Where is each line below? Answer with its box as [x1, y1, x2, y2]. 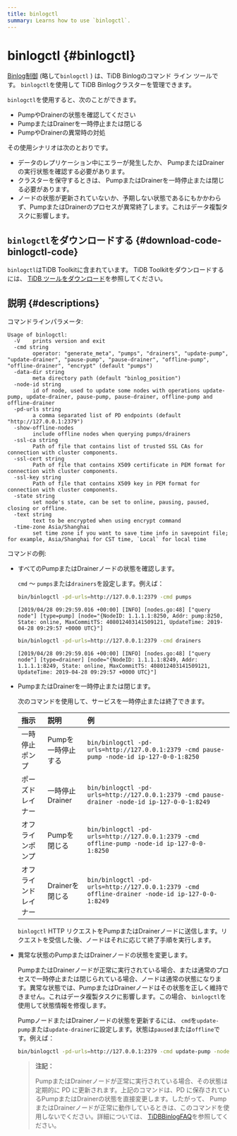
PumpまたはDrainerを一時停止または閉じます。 [17, 681, 154, 691]
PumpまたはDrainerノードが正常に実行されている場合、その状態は [35, 1077, 228, 1085]
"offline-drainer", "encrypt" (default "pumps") [7, 363, 153, 370]
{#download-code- [135, 234, 222, 246]
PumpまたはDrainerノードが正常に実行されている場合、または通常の [17, 965, 217, 974]
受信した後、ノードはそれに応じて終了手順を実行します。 [48, 936, 215, 944]
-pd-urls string [13, 406, 61, 413]
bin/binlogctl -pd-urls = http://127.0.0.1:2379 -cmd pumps [17, 593, 192, 601]
